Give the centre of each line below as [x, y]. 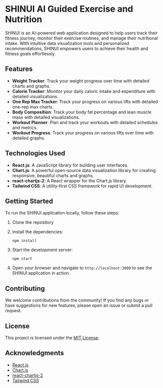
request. [13, 311]
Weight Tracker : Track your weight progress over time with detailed [81, 81]
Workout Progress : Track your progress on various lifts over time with [83, 132]
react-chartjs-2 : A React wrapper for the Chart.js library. [70, 181]
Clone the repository [33, 222]
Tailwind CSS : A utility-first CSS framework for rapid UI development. [82, 186]
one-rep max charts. [33, 107]
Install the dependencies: [38, 232]
